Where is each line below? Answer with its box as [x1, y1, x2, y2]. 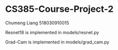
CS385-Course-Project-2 [5, 3, 114, 15]
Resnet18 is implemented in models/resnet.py [5, 29, 99, 35]
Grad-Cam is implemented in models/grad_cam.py [5, 39, 109, 45]
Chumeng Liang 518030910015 [5, 20, 69, 26]
